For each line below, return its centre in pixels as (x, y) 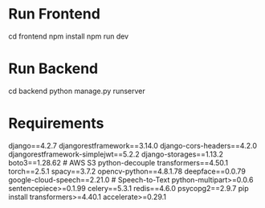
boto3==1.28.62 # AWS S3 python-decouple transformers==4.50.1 (118, 162)
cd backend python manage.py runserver (77, 91)
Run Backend (53, 69)
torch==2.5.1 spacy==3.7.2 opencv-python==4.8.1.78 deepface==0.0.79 (127, 171)
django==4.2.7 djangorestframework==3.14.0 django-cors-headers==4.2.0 (133, 145)
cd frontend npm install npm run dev (69, 36)
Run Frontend (54, 14)
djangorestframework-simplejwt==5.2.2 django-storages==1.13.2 (116, 154)
